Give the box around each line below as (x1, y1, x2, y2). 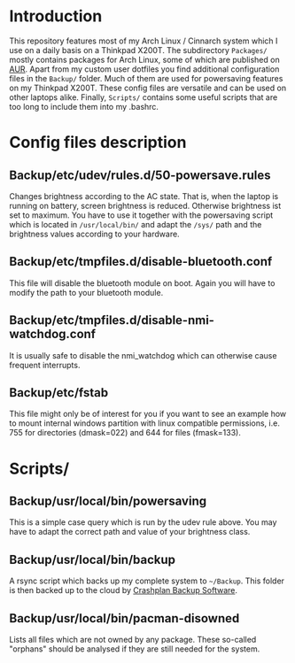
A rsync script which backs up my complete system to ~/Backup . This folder (9, 575, 285, 586)
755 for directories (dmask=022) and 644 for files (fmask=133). (9, 428, 241, 438)
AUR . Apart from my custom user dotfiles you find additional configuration (9, 64, 280, 74)
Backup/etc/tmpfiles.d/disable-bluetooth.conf (9, 254, 273, 269)
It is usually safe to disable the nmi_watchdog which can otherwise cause (9, 350, 277, 360)
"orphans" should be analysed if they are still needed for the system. (9, 644, 260, 654)
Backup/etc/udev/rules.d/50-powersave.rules (9, 167, 271, 182)
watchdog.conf (9, 327, 96, 342)
